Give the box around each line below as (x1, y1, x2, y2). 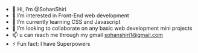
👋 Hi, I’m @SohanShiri (11, 6, 66, 13)
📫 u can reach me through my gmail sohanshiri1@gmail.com (11, 32, 164, 38)
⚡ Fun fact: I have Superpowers (11, 40, 91, 47)
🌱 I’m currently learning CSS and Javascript (11, 18, 121, 25)
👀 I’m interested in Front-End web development (11, 12, 130, 19)
